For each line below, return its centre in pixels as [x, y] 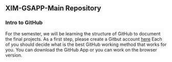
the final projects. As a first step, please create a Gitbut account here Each [84, 39]
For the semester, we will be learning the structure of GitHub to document [83, 34]
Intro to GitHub [24, 23]
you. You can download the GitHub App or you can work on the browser [81, 49]
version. [14, 55]
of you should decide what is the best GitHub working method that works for [86, 44]
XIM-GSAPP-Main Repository [53, 8]
